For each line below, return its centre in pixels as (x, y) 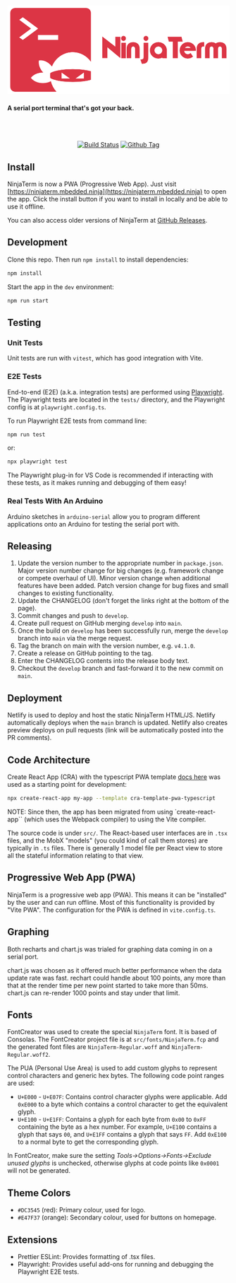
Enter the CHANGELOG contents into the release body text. (103, 661)
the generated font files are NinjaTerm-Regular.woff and (89, 1047)
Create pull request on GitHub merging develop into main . (100, 623)
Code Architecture (49, 760)
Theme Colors (39, 1193)
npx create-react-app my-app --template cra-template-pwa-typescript (112, 798)
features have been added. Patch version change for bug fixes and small (123, 586)
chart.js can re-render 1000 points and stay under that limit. (94, 992)
